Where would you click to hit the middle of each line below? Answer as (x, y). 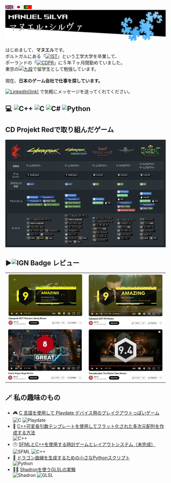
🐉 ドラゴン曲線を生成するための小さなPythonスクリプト (71, 458)
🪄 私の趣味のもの (33, 397)
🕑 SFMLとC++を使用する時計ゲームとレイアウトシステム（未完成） (84, 444)
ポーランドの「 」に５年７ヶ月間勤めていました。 (65, 63)
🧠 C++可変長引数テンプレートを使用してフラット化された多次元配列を (86, 427)
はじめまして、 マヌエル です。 (36, 50)
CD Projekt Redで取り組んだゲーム (60, 130)
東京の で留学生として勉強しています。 (52, 69)
